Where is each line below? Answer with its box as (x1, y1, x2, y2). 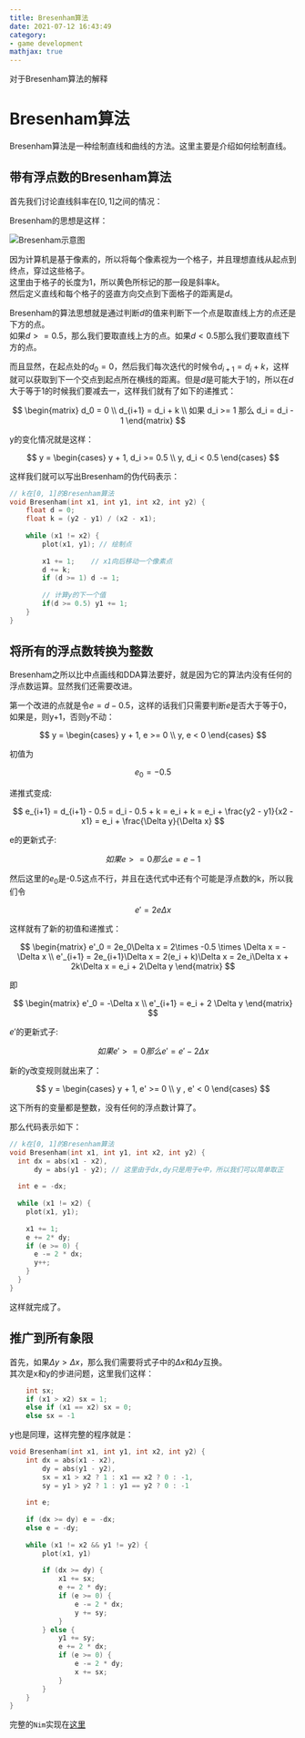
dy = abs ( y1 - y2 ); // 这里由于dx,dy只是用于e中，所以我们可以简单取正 (33, 1165, 284, 1174)
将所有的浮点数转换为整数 (9, 643, 153, 659)
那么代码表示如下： (9, 1122, 82, 1133)
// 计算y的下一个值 (42, 591, 107, 600)
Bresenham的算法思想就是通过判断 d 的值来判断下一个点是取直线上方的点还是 (9, 307, 297, 318)
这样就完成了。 (9, 1301, 66, 1312)
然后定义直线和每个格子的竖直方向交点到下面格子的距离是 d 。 (9, 288, 239, 299)
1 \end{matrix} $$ (119, 415, 187, 426)
